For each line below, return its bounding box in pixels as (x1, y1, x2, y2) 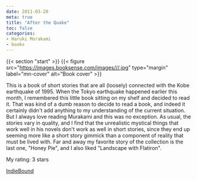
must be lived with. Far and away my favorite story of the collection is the (6, 138, 183, 145)
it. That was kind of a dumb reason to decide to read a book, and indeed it (6, 100, 185, 107)
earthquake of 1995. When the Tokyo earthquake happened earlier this (6, 88, 178, 95)
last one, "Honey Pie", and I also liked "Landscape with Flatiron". (6, 144, 162, 151)
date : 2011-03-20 (6, 8, 49, 15)
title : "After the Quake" (6, 19, 69, 25)
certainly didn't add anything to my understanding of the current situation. (6, 107, 186, 114)
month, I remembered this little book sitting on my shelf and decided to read (6, 94, 190, 101)
